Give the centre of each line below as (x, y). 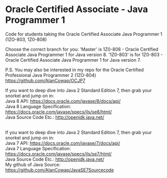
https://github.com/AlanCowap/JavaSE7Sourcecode (59, 170)
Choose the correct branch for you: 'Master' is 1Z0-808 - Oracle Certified (82, 49)
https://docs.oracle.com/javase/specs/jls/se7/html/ (58, 154)
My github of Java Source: (33, 164)
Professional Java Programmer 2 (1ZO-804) (51, 75)
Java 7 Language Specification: (38, 148)
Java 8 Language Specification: (38, 106)
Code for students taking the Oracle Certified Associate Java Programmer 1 (84, 34)
